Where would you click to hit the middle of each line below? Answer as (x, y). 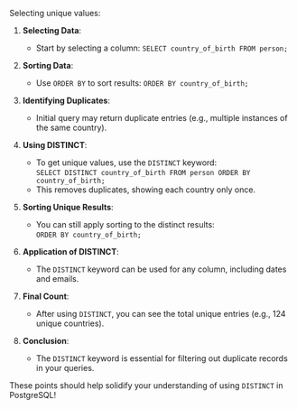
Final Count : (46, 296)
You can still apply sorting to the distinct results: (125, 224)
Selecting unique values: (55, 13)
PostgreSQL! (33, 395)
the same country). (71, 127)
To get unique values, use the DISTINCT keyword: (126, 163)
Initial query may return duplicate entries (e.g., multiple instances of (162, 118)
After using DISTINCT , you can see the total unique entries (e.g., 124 (161, 314)
